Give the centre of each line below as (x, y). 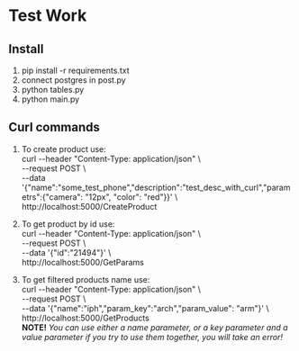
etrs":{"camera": (52, 197)
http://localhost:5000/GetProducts (85, 318)
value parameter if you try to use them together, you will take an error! (152, 337)
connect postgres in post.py (74, 80)
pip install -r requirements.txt (75, 70)
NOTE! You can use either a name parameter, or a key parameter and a (155, 327)
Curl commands (54, 127)
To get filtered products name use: (86, 279)
